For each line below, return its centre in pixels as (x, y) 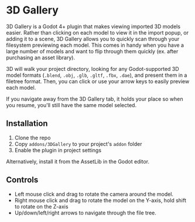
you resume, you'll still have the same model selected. (71, 105)
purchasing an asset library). (40, 57)
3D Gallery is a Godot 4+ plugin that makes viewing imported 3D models (93, 26)
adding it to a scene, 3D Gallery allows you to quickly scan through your (93, 39)
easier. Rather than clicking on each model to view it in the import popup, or (97, 32)
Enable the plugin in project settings (58, 150)
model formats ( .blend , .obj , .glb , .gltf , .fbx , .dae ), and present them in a (97, 75)
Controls (22, 180)
